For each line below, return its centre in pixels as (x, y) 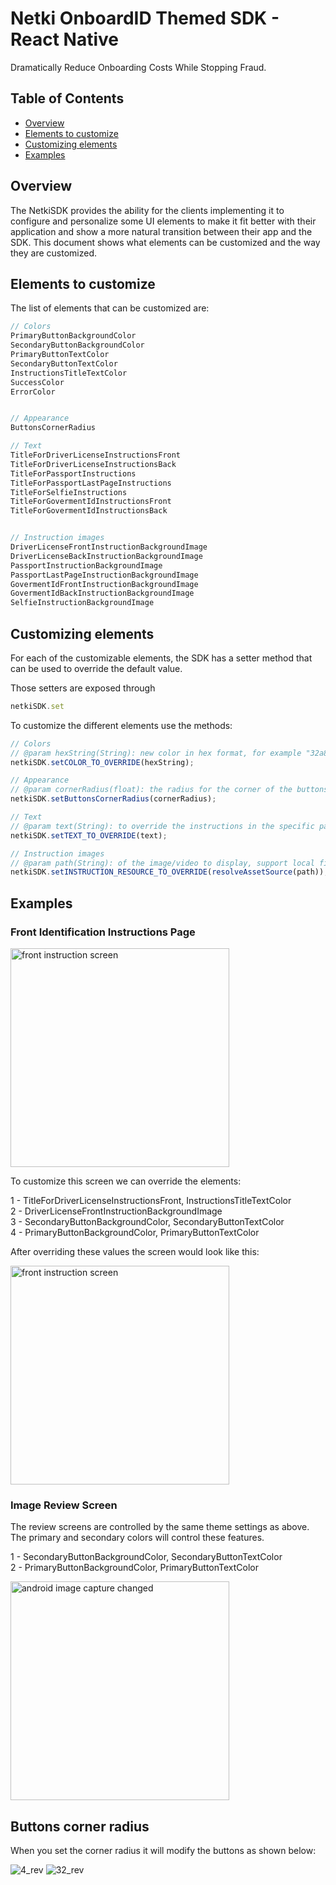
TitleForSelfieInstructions (69, 492)
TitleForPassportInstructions (73, 473)
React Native (65, 39)
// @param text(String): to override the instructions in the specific (162, 826)
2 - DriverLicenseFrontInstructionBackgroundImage (116, 1211)
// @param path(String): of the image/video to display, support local (162, 863)
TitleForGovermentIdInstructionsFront (91, 502)
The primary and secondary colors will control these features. (137, 1538)
